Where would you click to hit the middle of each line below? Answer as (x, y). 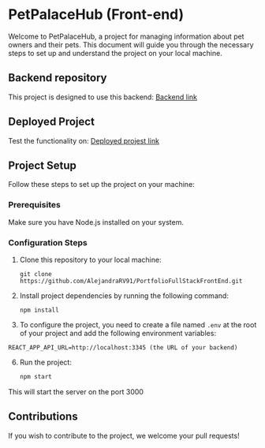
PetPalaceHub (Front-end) (96, 15)
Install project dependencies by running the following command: (124, 295)
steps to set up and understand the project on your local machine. (115, 53)
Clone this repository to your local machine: (90, 259)
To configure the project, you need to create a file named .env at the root (138, 324)
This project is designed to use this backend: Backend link (103, 97)
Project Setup (43, 165)
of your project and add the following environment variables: (118, 333)
